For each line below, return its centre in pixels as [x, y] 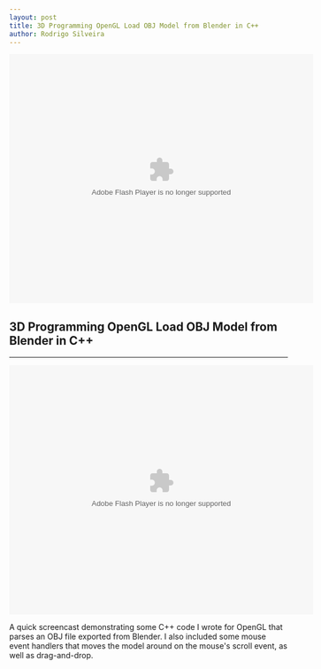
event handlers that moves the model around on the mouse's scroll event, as [148, 646]
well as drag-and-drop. [51, 656]
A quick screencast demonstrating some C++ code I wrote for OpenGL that [146, 627]
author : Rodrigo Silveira [57, 34]
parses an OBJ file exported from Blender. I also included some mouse [138, 637]
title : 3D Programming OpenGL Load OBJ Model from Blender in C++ [134, 26]
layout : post [33, 17]
